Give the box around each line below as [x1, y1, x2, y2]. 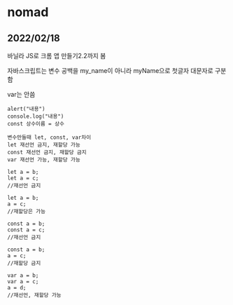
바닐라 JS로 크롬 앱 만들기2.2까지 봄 [7, 52, 106, 60]
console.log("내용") [7, 113, 64, 120]
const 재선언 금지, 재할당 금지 [7, 149, 87, 156]
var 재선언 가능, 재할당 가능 [7, 156, 80, 163]
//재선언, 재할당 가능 [7, 292, 62, 299]
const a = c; [7, 226, 45, 233]
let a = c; [7, 175, 39, 182]
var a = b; [7, 272, 39, 279]
